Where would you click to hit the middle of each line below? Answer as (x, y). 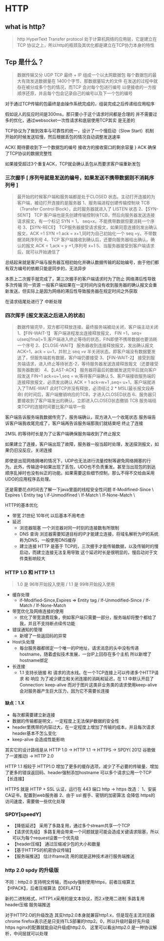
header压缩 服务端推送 (28, 904)
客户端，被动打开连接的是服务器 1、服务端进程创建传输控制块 (78, 203)
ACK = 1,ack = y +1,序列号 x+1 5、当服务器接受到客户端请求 (95, 246)
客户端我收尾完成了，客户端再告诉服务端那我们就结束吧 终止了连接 (76, 423)
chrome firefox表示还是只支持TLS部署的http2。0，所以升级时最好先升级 (77, 921)
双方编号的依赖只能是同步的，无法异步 (48, 268)
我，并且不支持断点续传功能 (47, 623)
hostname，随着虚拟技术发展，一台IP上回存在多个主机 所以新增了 (85, 654)
